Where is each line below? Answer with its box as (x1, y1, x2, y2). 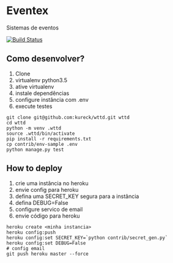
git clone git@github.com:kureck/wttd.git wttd (6, 114, 130, 120)
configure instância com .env (15, 96, 89, 103)
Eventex (6, 4, 49, 18)
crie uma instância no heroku (15, 179, 89, 187)
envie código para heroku (15, 212, 81, 219)
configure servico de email (15, 205, 83, 213)
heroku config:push (6, 229, 56, 235)
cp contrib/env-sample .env (6, 141, 78, 147)
